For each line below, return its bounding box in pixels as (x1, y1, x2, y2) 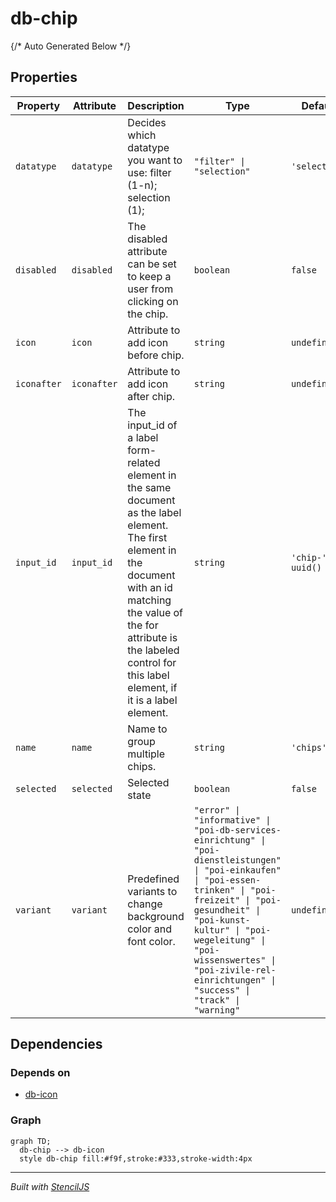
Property (16, 98, 61, 112)
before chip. (127, 348, 185, 362)
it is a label (127, 693, 178, 707)
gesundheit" (193, 904, 251, 916)
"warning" (193, 1004, 241, 1016)
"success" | (193, 984, 251, 996)
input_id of (127, 418, 178, 432)
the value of (127, 605, 184, 619)
